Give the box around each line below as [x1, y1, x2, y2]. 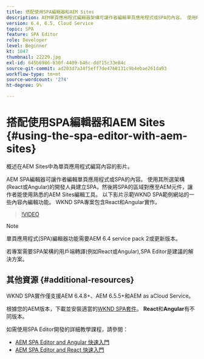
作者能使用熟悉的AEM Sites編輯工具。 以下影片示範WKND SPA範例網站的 [6, 191, 189, 198]
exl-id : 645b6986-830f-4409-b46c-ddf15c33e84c [6, 60, 126, 66]
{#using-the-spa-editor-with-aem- [6, 129, 188, 143]
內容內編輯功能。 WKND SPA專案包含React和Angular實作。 [11, 198, 161, 205]
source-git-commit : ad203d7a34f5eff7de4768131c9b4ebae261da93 [6, 65, 167, 72]
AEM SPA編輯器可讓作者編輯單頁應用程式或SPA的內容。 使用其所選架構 [6, 176, 185, 183]
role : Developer [6, 37, 47, 43]
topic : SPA [6, 26, 34, 32]
